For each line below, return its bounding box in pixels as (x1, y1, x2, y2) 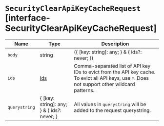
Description (101, 40, 129, 47)
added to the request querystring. (74, 107, 151, 113)
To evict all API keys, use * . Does (74, 74, 149, 81)
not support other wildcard (74, 81, 135, 88)
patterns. (74, 87, 95, 93)
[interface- (5, 13, 50, 23)
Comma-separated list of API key (74, 62, 151, 69)
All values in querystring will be (74, 101, 146, 108)
